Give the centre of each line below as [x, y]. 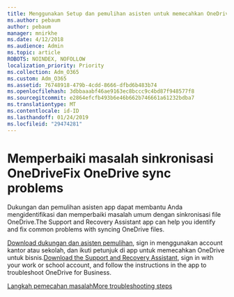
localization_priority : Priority [56, 66]
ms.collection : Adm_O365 [43, 72]
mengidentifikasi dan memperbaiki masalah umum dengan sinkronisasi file [114, 215]
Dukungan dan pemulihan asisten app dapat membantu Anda [95, 207]
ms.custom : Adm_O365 [37, 78]
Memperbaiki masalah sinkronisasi [110, 158]
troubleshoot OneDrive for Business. [59, 273]
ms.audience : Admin [36, 46]
